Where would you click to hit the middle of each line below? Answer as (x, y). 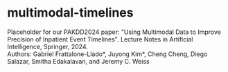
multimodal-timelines (70, 13)
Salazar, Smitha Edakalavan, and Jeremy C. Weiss (79, 61)
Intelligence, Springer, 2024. (47, 46)
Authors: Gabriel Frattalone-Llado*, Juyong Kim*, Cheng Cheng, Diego (107, 54)
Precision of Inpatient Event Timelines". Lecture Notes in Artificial (100, 39)
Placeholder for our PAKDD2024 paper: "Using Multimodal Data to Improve (114, 32)
